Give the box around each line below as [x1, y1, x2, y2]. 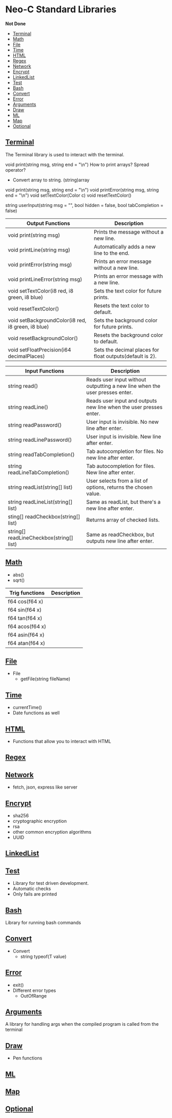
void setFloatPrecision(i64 [8, 346, 72, 353]
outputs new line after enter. [86, 537, 154, 544]
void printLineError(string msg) [8, 276, 82, 283]
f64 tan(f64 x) [8, 614, 42, 622]
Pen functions [12, 1055, 42, 1061]
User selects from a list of [86, 477, 148, 484]
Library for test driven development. [12, 880, 89, 886]
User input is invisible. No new [86, 418, 159, 425]
